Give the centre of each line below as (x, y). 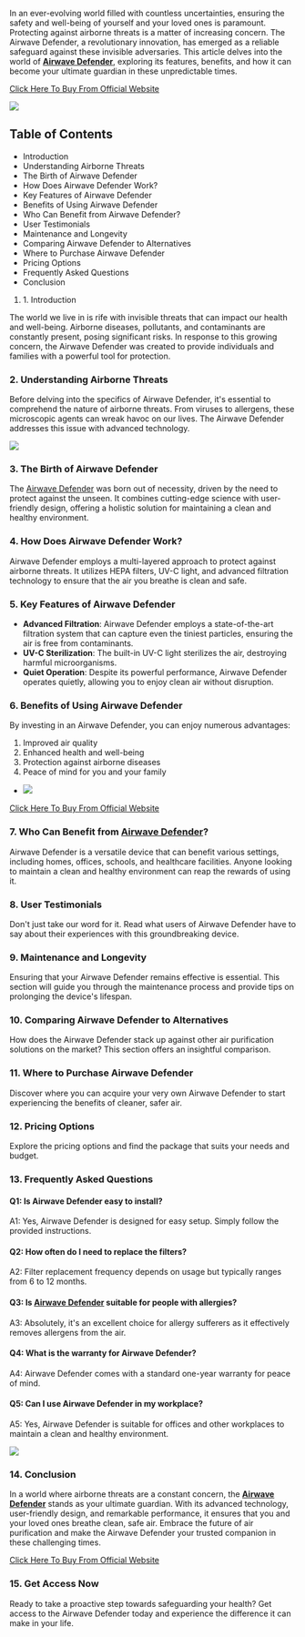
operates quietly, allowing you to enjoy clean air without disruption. (148, 682)
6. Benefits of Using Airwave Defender (96, 705)
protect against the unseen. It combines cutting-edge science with (134, 499)
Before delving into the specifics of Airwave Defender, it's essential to (140, 399)
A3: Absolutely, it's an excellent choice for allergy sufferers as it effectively (149, 1322)
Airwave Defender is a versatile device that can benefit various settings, (144, 852)
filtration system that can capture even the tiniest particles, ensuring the (158, 633)
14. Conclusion (43, 1474)
